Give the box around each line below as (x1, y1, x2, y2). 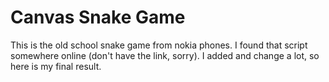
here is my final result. (10, 60, 102, 72)
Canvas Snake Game (10, 6, 186, 29)
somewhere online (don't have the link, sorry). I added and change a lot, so (10, 49, 320, 61)
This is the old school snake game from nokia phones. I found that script (10, 39, 308, 51)
